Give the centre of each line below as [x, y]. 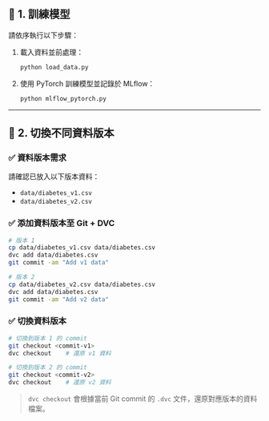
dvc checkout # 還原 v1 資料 [60, 353]
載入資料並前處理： [52, 52]
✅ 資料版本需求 [37, 157]
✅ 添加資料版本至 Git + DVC [62, 224]
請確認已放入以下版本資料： [54, 177]
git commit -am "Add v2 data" [59, 299]
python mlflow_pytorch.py [63, 98]
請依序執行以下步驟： [43, 35]
